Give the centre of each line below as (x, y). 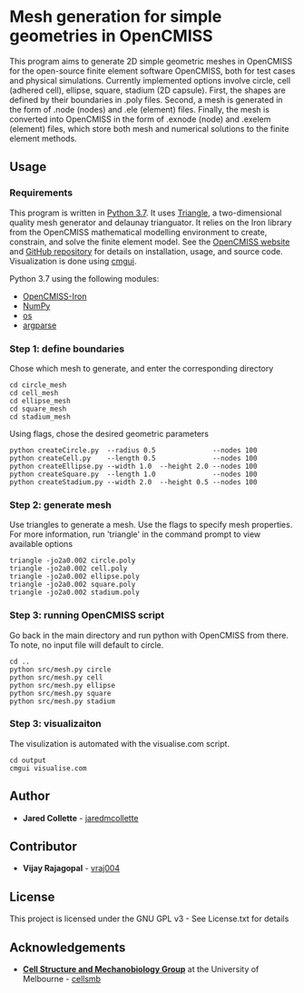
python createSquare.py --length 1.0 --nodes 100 (133, 474)
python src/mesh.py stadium (63, 701)
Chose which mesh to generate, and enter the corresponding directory (142, 368)
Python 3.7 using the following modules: (84, 278)
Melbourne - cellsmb (62, 979)
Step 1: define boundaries (67, 349)
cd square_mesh (38, 409)
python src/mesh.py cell (56, 677)
